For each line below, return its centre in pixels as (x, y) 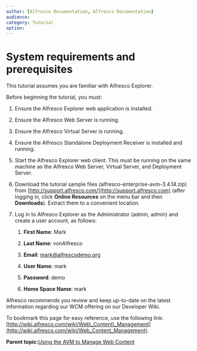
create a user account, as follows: (56, 220)
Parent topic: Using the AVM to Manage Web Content (71, 342)
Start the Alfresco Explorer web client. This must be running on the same (103, 161)
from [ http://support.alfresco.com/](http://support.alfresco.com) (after (100, 190)
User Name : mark (45, 266)
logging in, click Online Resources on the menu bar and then (89, 197)
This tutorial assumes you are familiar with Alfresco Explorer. (79, 86)
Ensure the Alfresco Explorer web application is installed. (84, 109)
